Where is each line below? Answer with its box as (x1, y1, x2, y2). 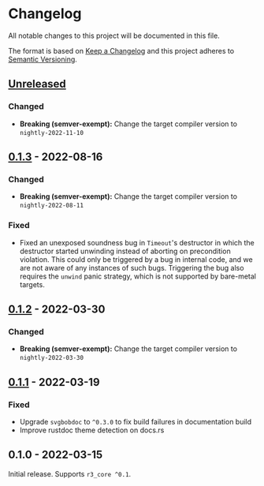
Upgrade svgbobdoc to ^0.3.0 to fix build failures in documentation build (19, 417, 252, 426)
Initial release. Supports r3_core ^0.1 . (8, 469, 132, 478)
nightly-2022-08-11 (19, 202, 84, 210)
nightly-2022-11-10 (19, 129, 84, 136)
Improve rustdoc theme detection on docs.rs (19, 425, 165, 435)
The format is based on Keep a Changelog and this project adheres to (8, 46, 235, 55)
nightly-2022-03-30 (19, 354, 84, 362)
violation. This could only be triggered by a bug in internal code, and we (19, 254, 254, 264)
